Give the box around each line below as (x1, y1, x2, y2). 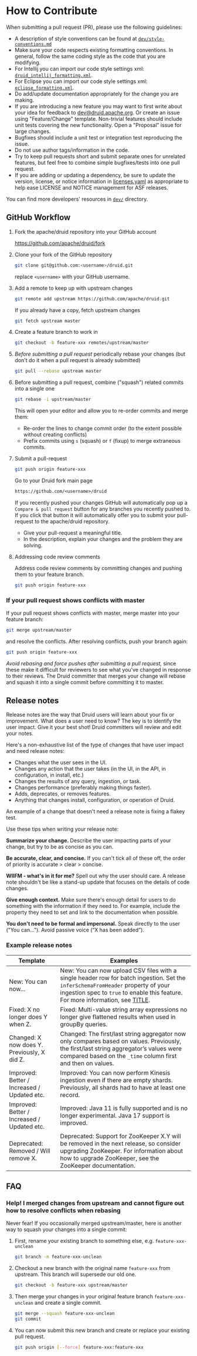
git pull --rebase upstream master (14, 368, 102, 374)
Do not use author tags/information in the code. (14, 146, 130, 154)
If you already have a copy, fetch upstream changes (14, 306, 141, 313)
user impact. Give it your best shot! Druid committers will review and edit (6, 724, 182, 731)
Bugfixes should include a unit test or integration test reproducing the (14, 134, 183, 141)
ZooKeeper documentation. (60, 1161, 136, 1169)
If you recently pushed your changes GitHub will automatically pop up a (14, 499, 188, 506)
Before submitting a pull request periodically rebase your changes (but (14, 350, 186, 357)
